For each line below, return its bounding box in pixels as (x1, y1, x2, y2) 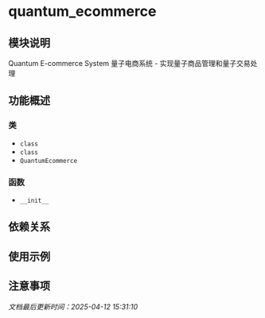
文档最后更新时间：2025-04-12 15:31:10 (8, 301, 138, 312)
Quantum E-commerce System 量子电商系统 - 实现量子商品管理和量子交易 (8, 59, 251, 68)
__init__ (19, 196, 49, 204)
